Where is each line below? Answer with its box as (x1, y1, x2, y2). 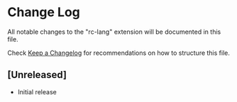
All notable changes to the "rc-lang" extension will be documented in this (7, 27, 221, 36)
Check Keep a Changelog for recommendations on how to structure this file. (7, 49, 231, 57)
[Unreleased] (7, 69, 67, 81)
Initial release (17, 87, 57, 96)
